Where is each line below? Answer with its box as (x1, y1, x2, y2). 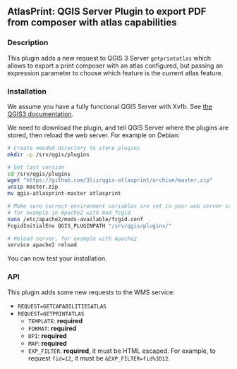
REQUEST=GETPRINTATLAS (17, 310, 85, 318)
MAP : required (28, 339, 67, 347)
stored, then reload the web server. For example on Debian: (7, 130, 180, 139)
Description (7, 38, 49, 48)
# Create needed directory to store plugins (7, 144, 140, 151)
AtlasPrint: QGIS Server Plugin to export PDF (7, 6, 207, 18)
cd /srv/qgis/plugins (7, 170, 71, 177)
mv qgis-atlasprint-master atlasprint (7, 190, 121, 197)
